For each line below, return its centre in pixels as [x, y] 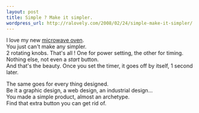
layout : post [23, 12]
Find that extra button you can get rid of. [56, 103]
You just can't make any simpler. [46, 47]
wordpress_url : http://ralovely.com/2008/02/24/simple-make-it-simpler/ [99, 23]
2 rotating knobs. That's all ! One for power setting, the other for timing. [95, 53]
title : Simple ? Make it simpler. [50, 18]
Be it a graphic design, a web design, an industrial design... [80, 91]
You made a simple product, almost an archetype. [68, 97]
